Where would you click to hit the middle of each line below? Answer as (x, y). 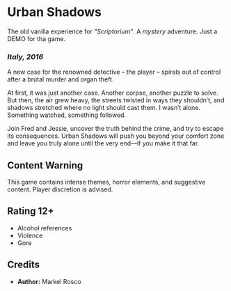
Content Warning (45, 165)
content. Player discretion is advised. (60, 189)
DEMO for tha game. (37, 38)
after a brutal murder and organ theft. (61, 79)
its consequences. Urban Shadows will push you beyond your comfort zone (116, 136)
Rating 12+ (31, 211)
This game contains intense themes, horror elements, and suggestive (106, 182)
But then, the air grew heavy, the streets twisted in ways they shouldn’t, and (116, 100)
